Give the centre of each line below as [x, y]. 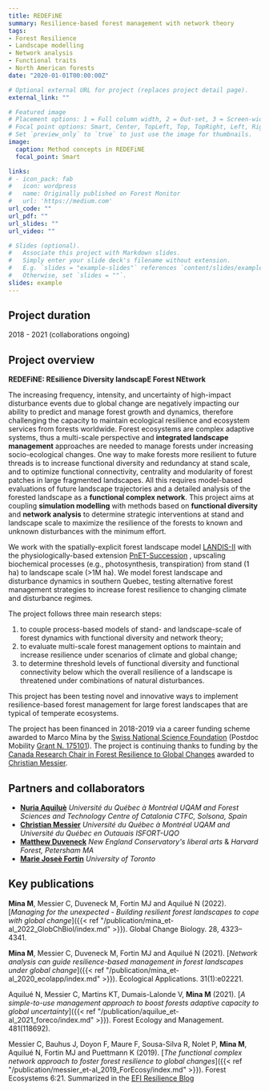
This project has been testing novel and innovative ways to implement [123, 697]
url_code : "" [30, 209]
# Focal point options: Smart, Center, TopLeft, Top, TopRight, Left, [128, 127]
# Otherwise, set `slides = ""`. [68, 276]
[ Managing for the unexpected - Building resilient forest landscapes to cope [134, 912]
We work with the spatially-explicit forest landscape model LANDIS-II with [130, 547]
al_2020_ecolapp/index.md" [54, 979]
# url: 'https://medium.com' [60, 202]
